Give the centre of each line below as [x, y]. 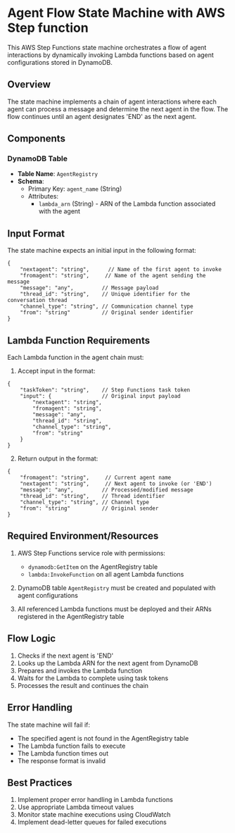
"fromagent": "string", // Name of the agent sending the [113, 276]
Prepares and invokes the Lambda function [80, 670]
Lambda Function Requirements [78, 340]
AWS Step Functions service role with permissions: [91, 553]
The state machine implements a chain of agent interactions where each [112, 101]
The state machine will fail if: [49, 725]
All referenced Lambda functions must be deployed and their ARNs [115, 609]
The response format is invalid [62, 760]
